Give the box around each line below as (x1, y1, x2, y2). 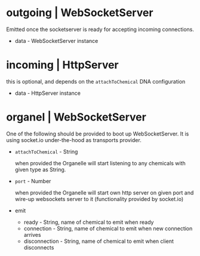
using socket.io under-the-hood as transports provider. (6, 136, 141, 143)
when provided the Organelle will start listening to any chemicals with (14, 159, 186, 166)
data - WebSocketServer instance (14, 37, 99, 44)
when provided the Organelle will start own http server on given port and (14, 189, 194, 196)
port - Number (14, 177, 51, 184)
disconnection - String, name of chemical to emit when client (23, 238, 174, 245)
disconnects (23, 243, 54, 251)
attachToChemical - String (14, 148, 78, 155)
